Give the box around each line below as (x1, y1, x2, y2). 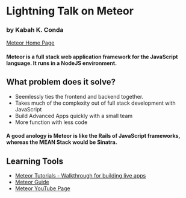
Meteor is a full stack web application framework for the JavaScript (6, 53, 178, 61)
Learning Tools (6, 156, 64, 166)
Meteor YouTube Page (14, 185, 70, 192)
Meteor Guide (14, 179, 49, 186)
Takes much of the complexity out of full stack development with (14, 99, 176, 107)
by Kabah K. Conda (6, 26, 64, 34)
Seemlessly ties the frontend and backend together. (14, 93, 144, 100)
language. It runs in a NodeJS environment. (6, 60, 117, 67)
